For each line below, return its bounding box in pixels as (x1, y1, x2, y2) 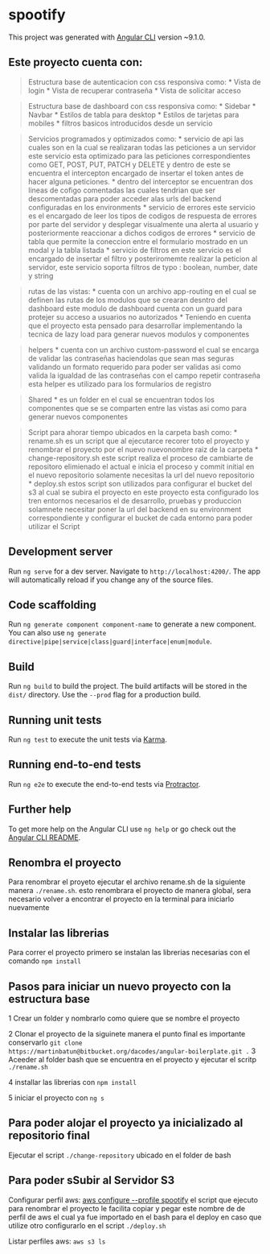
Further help (8, 803, 72, 817)
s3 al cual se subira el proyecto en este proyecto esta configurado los (27, 487, 260, 497)
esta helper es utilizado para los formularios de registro (27, 379, 211, 388)
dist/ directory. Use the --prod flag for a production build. (8, 690, 201, 700)
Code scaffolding (8, 598, 96, 611)
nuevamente (8, 903, 50, 913)
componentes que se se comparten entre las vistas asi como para (27, 403, 247, 412)
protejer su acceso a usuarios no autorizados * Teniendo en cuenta (27, 312, 252, 321)
